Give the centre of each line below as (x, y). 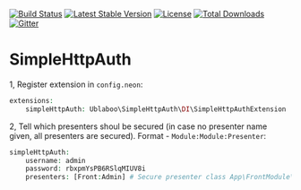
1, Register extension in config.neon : (76, 84)
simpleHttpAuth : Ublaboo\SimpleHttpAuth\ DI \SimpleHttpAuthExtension (156, 109)
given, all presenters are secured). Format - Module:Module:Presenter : (138, 135)
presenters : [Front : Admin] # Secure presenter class (126, 177)
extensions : (31, 100)
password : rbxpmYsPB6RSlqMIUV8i (86, 169)
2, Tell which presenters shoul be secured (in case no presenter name (138, 126)
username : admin (56, 160)
